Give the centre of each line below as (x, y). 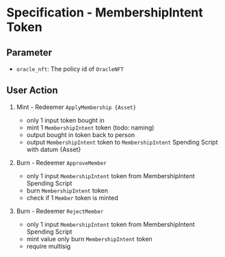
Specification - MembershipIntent (105, 13)
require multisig (49, 246)
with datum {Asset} (54, 149)
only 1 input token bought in (66, 120)
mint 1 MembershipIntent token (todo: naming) (90, 127)
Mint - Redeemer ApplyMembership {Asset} (76, 107)
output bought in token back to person (81, 134)
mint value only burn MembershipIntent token (90, 238)
